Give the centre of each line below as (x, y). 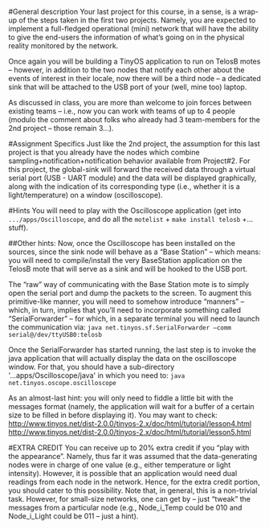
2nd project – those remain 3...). (61, 128)
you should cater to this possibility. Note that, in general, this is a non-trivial (133, 490)
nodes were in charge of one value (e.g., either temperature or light (120, 465)
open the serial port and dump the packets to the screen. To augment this (130, 293)
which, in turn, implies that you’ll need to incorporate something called (124, 310)
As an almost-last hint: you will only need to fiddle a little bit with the (121, 398)
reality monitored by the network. (63, 46)
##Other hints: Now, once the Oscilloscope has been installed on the (122, 243)
